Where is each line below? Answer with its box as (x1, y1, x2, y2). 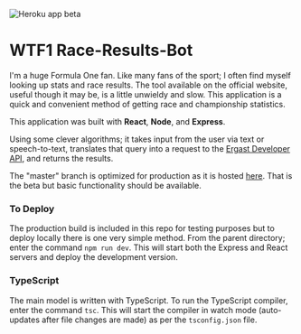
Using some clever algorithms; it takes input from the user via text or (9, 134, 265, 144)
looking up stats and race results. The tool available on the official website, (9, 79, 287, 90)
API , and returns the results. (9, 153, 114, 163)
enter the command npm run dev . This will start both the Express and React (9, 242, 288, 253)
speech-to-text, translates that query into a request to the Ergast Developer (9, 143, 291, 153)
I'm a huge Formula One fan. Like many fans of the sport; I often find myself (9, 70, 291, 80)
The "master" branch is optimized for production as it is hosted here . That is (9, 170, 293, 181)
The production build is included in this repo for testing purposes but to (9, 223, 276, 234)
